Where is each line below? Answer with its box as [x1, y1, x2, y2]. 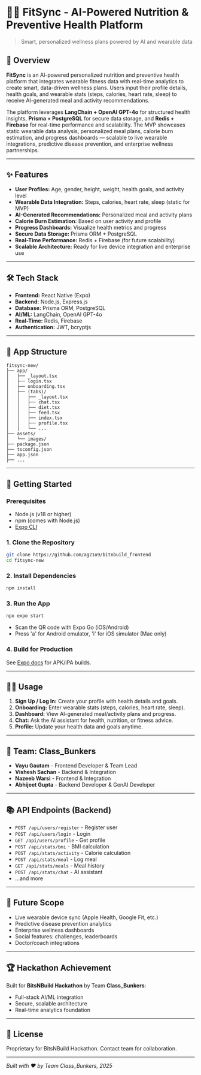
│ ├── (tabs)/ [6, 389, 47, 395]
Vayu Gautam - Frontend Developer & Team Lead [14, 762, 138, 769]
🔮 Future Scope [6, 898, 65, 908]
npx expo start [6, 613, 44, 619]
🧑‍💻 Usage [6, 682, 43, 692]
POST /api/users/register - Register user [14, 824, 118, 831]
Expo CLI [14, 523, 38, 530]
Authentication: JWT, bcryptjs [14, 324, 92, 331]
